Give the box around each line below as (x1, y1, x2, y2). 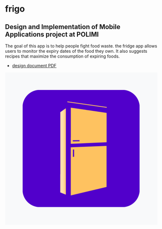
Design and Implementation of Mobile (5, 23, 121, 31)
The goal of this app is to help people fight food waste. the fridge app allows (5, 43, 157, 49)
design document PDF (12, 63, 57, 68)
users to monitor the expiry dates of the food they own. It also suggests (5, 48, 147, 54)
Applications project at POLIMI (5, 30, 99, 38)
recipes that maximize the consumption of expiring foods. (5, 53, 120, 59)
